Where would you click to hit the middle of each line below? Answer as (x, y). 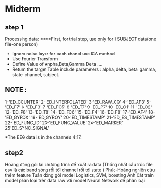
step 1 (14, 27)
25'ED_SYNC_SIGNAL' (27, 128)
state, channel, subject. (36, 74)
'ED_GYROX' (18, 117)
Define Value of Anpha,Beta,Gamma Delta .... (57, 64)
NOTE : (16, 90)
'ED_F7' (13, 107)
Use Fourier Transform (35, 59)
